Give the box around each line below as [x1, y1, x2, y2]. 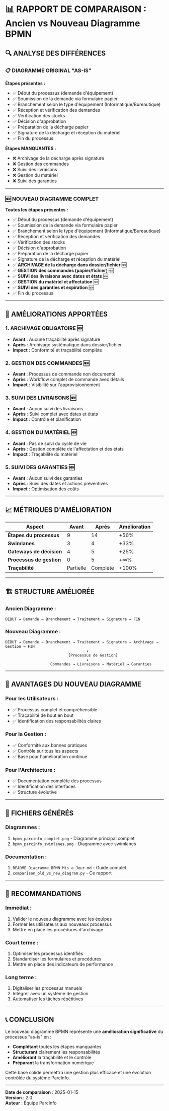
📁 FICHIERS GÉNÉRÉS [5, 808, 74, 818]
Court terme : [5, 939, 39, 946]
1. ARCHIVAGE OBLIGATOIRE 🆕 [5, 325, 83, 332]
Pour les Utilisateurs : [5, 695, 59, 702]
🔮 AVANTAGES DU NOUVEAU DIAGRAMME [5, 680, 142, 689]
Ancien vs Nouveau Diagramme [5, 18, 140, 29]
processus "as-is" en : [5, 1034, 52, 1040]
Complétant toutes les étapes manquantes [12, 1044, 102, 1050]
